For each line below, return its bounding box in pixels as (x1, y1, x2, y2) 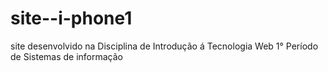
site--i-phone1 (10, 7, 133, 30)
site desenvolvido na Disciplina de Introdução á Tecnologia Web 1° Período (10, 40, 319, 52)
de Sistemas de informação (10, 50, 123, 62)
